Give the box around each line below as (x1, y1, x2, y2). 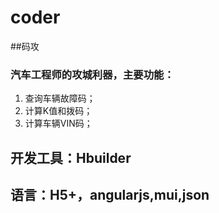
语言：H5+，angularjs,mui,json (10, 187, 210, 204)
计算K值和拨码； (24, 105, 93, 117)
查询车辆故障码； (24, 92, 96, 105)
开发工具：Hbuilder (10, 149, 132, 166)
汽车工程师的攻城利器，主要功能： (10, 67, 175, 81)
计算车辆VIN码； (24, 117, 93, 130)
